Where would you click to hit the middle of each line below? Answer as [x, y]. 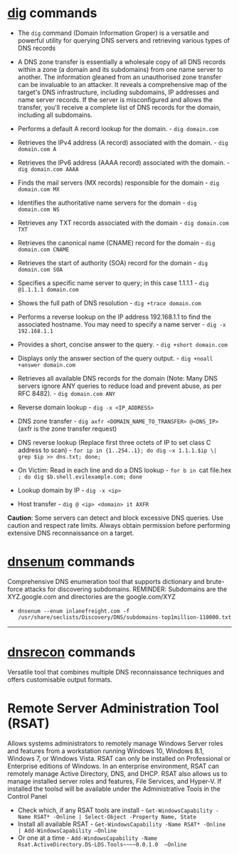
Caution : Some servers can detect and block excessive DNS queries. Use [116, 518]
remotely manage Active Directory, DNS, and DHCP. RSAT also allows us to [117, 773]
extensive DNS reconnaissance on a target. [71, 533]
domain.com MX [38, 189]
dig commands [52, 13]
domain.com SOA [40, 270]
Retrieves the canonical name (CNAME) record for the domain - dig [116, 242]
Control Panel [27, 796]
